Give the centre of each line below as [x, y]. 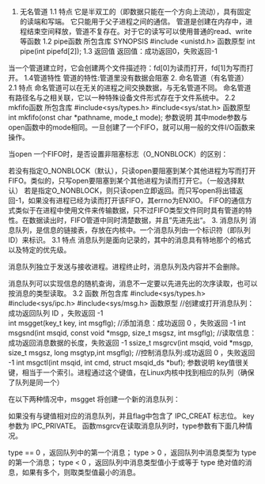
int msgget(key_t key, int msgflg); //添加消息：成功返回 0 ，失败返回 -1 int [127, 323]
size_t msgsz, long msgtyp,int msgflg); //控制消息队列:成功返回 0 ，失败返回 [132, 353]
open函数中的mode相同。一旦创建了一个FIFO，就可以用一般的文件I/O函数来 [132, 127]
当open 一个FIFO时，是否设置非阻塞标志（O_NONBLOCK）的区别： [118, 154]
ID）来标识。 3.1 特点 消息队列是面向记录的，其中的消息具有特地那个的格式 [130, 240]
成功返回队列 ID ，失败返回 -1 [56, 313]
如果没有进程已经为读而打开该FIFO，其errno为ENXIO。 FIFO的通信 [136, 200]
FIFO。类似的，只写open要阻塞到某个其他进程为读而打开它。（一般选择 [123, 181]
